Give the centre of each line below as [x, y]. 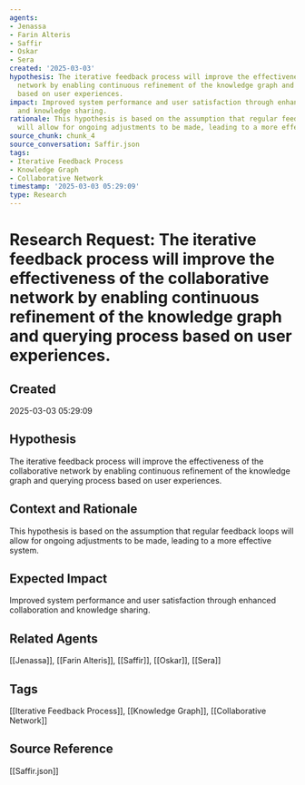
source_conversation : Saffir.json [75, 144]
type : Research [38, 195]
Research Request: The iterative [133, 240]
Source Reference [61, 749]
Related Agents [54, 638]
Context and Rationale [74, 509]
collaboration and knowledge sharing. [80, 610]
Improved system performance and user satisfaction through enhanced [143, 601]
